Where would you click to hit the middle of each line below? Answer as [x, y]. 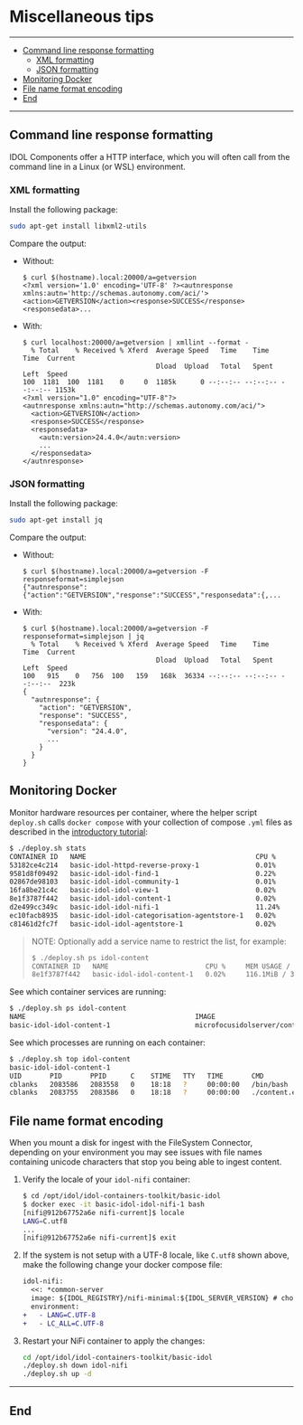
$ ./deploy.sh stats [48, 848]
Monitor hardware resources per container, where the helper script [133, 812]
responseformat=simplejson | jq [83, 637]
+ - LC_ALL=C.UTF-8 [63, 1323]
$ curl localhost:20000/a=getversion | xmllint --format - [136, 342]
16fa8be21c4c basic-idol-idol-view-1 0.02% [143, 891]
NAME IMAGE [113, 1017]
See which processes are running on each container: [107, 1043]
